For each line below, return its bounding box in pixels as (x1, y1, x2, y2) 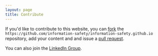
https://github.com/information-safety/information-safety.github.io (5, 31, 153, 36)
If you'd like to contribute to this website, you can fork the (5, 25, 124, 31)
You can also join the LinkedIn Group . (5, 45, 82, 51)
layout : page (5, 7, 32, 12)
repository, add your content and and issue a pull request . (5, 35, 124, 41)
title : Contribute (5, 12, 43, 17)
